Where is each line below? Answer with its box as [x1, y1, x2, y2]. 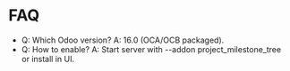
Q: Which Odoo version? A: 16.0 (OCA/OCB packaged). [21, 35, 225, 45]
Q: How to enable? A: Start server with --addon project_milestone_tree [21, 43, 282, 54]
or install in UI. [21, 53, 75, 64]
